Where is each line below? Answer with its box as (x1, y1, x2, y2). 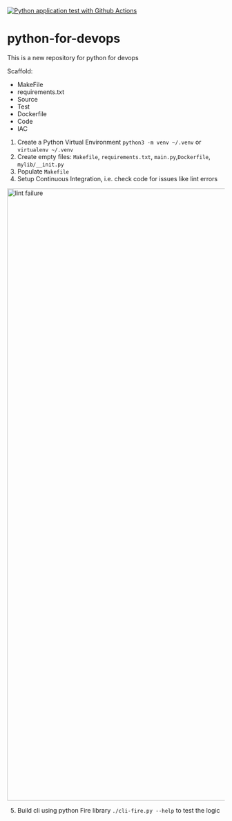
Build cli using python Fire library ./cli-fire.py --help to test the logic (17, 806, 220, 814)
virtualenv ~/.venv (17, 146, 74, 154)
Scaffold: (7, 66, 33, 75)
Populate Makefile (17, 167, 69, 176)
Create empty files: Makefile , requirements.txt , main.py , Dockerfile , (17, 152, 211, 160)
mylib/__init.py (17, 161, 64, 168)
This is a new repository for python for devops (7, 53, 139, 62)
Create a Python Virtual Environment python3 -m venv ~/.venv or (17, 138, 202, 146)
